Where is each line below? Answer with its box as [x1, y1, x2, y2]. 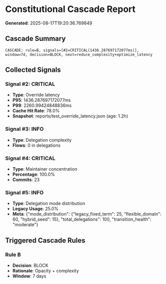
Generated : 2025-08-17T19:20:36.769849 [5, 20, 92, 26]
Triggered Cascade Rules [5, 236, 86, 245]
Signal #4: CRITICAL [5, 155, 56, 162]
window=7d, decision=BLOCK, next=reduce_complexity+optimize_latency [5, 52, 153, 57]
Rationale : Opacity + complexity [12, 268, 79, 274]
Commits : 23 [12, 177, 40, 183]
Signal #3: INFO [5, 126, 44, 133]
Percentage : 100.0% [12, 171, 55, 178]
